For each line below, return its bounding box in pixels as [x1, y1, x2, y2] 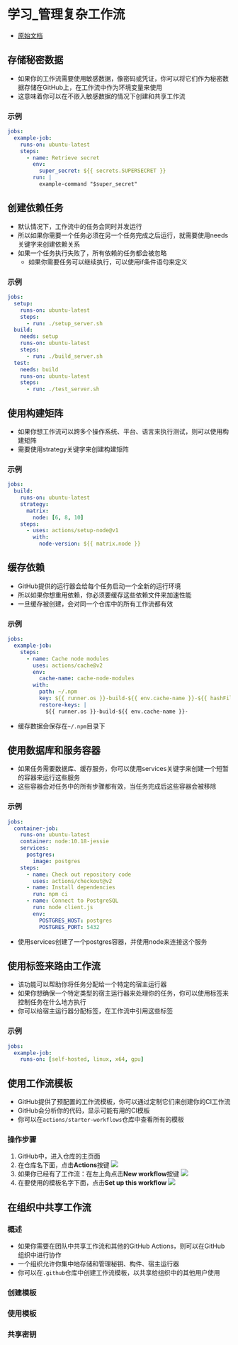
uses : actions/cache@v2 [33, 662, 103, 669]
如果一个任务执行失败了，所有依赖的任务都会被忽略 [17, 249, 167, 257]
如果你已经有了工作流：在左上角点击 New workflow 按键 [17, 1170, 179, 1178]
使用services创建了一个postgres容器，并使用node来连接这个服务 [17, 937, 208, 946]
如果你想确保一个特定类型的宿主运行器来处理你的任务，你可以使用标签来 [17, 989, 229, 998]
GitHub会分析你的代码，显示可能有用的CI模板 [17, 1106, 150, 1115]
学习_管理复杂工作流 [7, 6, 125, 23]
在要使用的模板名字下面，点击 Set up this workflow [17, 1178, 167, 1187]
